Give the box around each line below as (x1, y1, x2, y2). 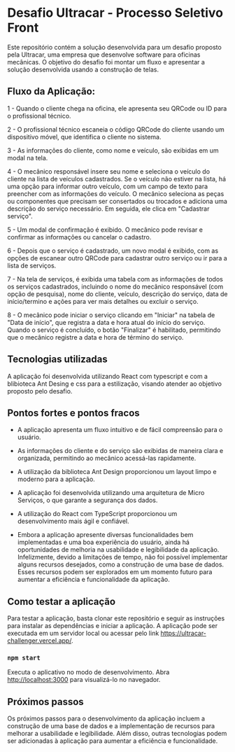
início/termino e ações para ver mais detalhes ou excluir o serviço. (7, 297, 199, 305)
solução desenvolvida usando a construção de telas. (7, 65, 159, 74)
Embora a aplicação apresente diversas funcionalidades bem (17, 531, 194, 539)
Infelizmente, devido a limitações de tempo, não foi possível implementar (17, 553, 228, 562)
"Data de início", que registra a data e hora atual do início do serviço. (7, 318, 206, 326)
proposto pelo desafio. (7, 387, 73, 395)
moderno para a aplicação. (17, 475, 96, 484)
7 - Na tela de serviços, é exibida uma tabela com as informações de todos (7, 274, 224, 283)
